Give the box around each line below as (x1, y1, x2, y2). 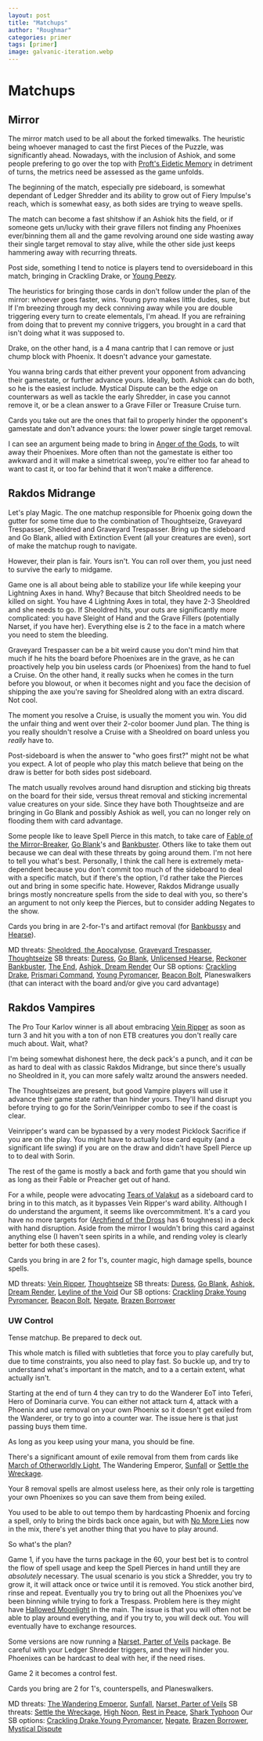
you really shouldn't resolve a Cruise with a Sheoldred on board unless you (8, 727, 250, 737)
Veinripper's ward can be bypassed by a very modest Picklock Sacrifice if (8, 1126, 247, 1136)
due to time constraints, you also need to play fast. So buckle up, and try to (8, 1356, 250, 1366)
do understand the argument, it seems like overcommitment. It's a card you (8, 1206, 250, 1216)
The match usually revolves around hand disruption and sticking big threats (8, 782, 251, 792)
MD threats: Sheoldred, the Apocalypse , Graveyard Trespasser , (8, 945, 212, 954)
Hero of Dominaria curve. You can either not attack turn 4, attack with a (8, 1396, 239, 1406)
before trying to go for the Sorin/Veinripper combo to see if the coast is (8, 1103, 238, 1112)
